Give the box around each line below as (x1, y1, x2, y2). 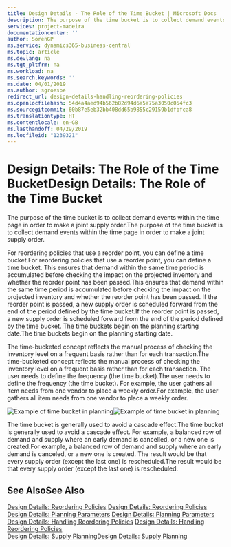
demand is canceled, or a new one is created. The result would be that (7, 450, 207, 458)
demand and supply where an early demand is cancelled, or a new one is (7, 435, 214, 444)
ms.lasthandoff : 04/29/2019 (7, 125, 88, 132)
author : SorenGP (7, 36, 54, 43)
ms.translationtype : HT (7, 112, 76, 119)
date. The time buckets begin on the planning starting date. (7, 329, 173, 338)
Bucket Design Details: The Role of (7, 176, 206, 192)
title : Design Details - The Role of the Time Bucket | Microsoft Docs (7, 10, 217, 17)
